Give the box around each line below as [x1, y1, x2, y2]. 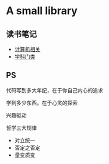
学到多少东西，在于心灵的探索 [6, 99, 78, 106]
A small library [6, 4, 78, 18]
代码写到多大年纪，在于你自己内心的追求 [6, 86, 103, 93]
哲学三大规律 [6, 124, 37, 131]
